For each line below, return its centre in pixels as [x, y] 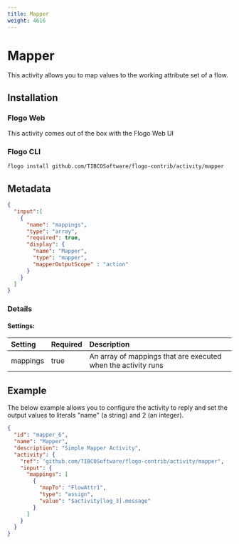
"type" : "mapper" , [60, 258]
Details [20, 309]
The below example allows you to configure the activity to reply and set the [117, 408]
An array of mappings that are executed [155, 357]
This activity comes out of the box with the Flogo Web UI [91, 134]
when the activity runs [126, 365]
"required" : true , [53, 238]
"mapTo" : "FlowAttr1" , [73, 488]
